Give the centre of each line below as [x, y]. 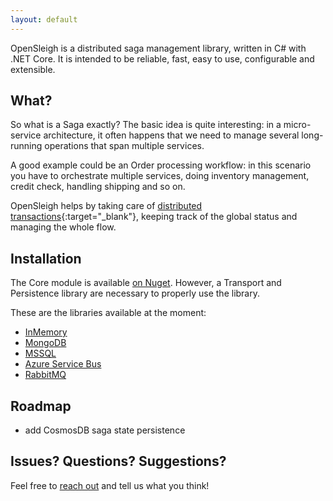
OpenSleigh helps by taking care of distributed [106, 206]
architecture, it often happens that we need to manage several [171, 135]
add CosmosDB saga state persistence [105, 430]
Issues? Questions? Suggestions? [118, 461]
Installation [46, 258]
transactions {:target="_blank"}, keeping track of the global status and [154, 217]
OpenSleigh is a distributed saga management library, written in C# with [158, 48]
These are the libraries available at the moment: [108, 313]
